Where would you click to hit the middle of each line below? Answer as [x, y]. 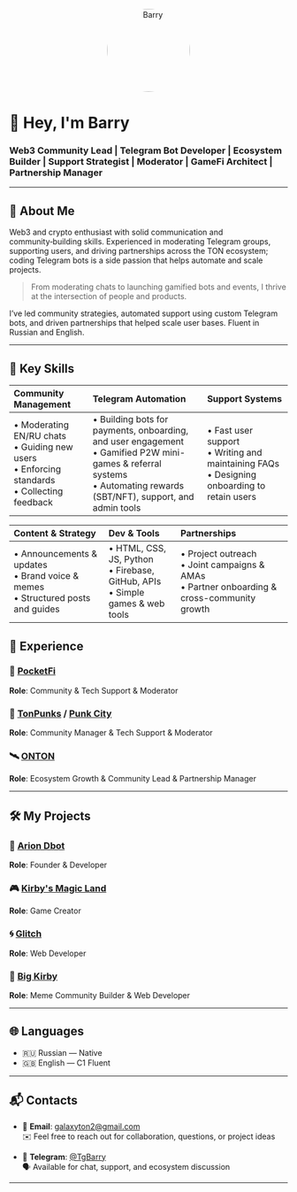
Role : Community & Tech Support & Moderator [94, 690]
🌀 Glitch [26, 934]
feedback [33, 503]
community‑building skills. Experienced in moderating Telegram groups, [140, 242]
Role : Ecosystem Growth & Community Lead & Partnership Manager [133, 779]
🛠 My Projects [50, 815]
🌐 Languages [46, 1031]
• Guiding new [43, 447]
